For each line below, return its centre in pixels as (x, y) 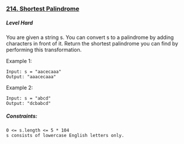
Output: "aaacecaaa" (31, 77)
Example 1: (19, 61)
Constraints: (22, 116)
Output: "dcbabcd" (28, 103)
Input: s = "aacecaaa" (34, 72)
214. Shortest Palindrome (43, 9)
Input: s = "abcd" (28, 98)
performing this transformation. (44, 50)
